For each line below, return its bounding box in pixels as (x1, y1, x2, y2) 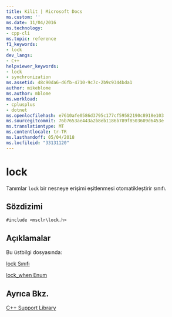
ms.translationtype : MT (6, 124, 65, 129)
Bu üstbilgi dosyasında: (6, 249, 63, 256)
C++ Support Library (6, 304, 56, 311)
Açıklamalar (6, 233, 51, 243)
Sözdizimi (6, 201, 43, 212)
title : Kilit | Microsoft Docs (6, 8, 83, 15)
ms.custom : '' (6, 14, 41, 20)
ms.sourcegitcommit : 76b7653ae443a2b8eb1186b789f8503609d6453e (6, 118, 164, 124)
